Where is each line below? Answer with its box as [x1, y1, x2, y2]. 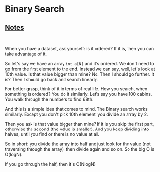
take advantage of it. [5, 51, 47, 57]
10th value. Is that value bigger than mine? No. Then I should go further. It [5, 71, 154, 77]
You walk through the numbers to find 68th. [5, 96, 94, 102]
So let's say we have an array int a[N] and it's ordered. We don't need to [5, 61, 154, 66]
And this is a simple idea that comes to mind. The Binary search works [5, 106, 148, 112]
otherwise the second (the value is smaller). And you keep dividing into [5, 126, 149, 132]
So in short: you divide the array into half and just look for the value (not [5, 141, 151, 147]
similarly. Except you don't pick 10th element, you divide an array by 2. [5, 111, 149, 117]
